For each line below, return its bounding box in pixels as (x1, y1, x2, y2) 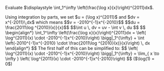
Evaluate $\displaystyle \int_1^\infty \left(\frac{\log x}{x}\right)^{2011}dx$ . (5, 5, 154, 10)
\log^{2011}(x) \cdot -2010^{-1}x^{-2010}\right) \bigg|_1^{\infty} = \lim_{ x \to (5, 50, 160, 56)
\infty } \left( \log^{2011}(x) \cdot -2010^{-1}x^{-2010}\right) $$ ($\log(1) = (5, 56, 155, 61)
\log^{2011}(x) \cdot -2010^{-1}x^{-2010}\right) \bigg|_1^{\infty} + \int (5, 35, 145, 41)
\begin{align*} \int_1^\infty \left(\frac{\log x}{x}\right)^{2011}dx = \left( (5, 30, 146, 35)
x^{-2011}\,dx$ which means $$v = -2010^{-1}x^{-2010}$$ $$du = (5, 20, 140, 25)
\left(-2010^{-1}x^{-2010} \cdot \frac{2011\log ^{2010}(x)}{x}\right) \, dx (5, 40, 150, 46)
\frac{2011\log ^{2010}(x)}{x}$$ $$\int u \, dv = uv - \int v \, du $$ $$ (5, 24, 146, 30)
